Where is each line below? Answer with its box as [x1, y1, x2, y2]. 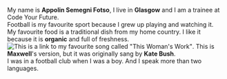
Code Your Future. [7, 13, 59, 21]
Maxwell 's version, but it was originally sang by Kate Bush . [7, 49, 176, 58]
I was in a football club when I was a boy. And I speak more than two [7, 57, 202, 65]
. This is [192, 43, 215, 50]
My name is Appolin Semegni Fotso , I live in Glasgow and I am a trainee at [7, 6, 220, 14]
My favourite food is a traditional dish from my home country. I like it [7, 27, 201, 36]
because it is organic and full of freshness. [7, 35, 130, 43]
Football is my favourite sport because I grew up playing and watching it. [7, 21, 214, 28]
